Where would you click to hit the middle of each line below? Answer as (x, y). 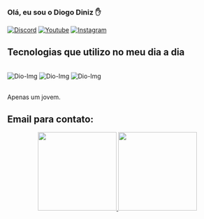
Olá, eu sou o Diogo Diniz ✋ (54, 12)
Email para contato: (51, 119)
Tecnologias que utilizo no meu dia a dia (96, 52)
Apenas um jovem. (34, 97)
